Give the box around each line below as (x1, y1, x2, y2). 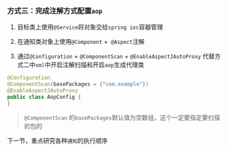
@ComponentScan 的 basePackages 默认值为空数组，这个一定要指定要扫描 (23, 113, 220, 121)
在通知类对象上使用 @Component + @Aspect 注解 (16, 38, 145, 46)
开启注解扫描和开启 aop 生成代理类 (50, 60, 144, 69)
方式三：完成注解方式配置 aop (7, 5, 103, 15)
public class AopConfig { (7, 93, 81, 100)
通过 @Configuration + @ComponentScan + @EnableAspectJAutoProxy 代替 (16, 52, 215, 60)
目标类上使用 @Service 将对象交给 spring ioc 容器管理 (16, 23, 163, 32)
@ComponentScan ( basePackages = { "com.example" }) (7, 81, 149, 88)
